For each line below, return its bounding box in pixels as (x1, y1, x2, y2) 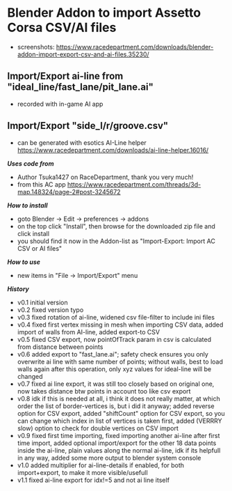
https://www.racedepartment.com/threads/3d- (67, 180, 201, 189)
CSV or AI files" (17, 244, 63, 252)
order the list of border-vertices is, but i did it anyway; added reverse (17, 402, 215, 410)
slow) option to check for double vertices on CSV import (17, 423, 179, 432)
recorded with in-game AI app (17, 100, 103, 108)
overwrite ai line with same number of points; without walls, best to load (17, 357, 224, 366)
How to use (7, 258, 40, 266)
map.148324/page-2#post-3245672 (17, 187, 121, 196)
